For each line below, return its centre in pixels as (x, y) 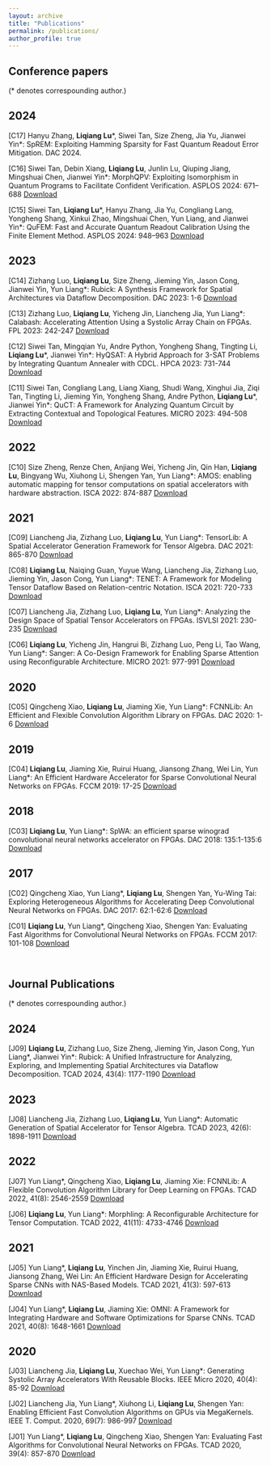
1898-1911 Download (42, 1136)
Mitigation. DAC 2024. (45, 152)
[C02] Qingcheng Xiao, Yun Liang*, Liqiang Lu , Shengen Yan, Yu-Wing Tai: (133, 893)
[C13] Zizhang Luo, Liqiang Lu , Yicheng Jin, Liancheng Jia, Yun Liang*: (127, 313)
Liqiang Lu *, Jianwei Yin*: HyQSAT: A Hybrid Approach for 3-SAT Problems (134, 355)
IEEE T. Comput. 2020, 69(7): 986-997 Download (90, 1421)
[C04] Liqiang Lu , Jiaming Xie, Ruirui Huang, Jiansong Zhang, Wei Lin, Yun (133, 768)
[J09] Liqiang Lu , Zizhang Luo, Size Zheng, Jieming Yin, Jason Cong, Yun (131, 1049)
